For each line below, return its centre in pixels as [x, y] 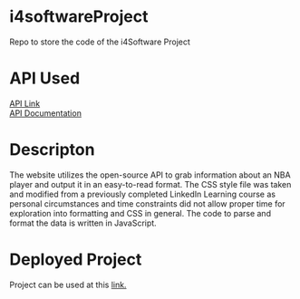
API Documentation [45, 113]
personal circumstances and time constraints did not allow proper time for [147, 203]
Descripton [52, 150]
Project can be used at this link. [68, 285]
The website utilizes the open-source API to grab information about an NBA [150, 175]
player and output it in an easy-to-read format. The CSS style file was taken [150, 184]
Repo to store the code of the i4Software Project [100, 42]
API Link [25, 103]
